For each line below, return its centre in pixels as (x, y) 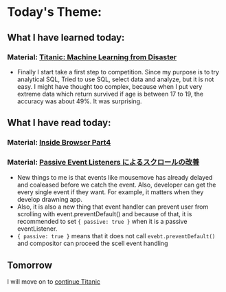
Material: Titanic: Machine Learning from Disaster (92, 57)
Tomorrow (30, 265)
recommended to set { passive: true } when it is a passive (102, 222)
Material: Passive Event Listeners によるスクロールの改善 (103, 163)
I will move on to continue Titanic (54, 282)
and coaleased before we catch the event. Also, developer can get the (116, 185)
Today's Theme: (54, 12)
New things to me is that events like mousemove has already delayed (115, 178)
